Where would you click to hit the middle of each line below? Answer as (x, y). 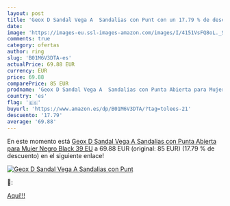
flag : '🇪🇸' (24, 103)
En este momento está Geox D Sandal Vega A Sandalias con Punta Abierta (112, 141)
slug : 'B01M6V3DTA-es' (39, 58)
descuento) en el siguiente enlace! (56, 155)
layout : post (26, 13)
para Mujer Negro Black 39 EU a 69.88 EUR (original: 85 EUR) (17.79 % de (111, 149)
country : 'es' (27, 96)
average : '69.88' (32, 121)
